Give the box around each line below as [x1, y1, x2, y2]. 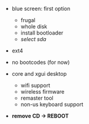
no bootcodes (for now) [11, 59, 70, 66]
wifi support [20, 82, 50, 89]
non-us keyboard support [20, 101, 84, 108]
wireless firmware [20, 88, 65, 95]
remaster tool [20, 95, 53, 101]
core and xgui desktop [11, 70, 67, 77]
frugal [20, 17, 36, 23]
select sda [20, 36, 46, 42]
